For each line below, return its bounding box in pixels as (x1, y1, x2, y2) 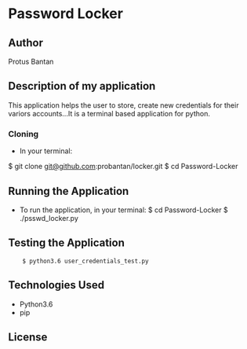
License (8, 330, 48, 343)
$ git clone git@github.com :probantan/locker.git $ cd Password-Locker (8, 162, 238, 171)
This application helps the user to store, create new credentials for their (8, 100, 239, 110)
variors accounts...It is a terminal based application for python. (8, 108, 210, 118)
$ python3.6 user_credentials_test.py (22, 257, 149, 265)
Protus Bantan (8, 57, 54, 66)
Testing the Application (8, 237, 125, 250)
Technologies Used (8, 278, 104, 292)
